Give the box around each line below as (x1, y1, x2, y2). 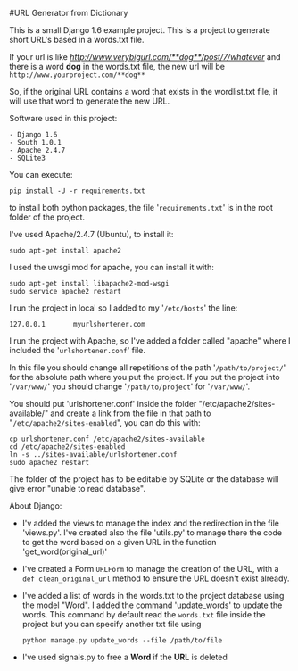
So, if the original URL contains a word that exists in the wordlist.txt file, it (9, 87, 278, 96)
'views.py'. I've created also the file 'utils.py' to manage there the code (21, 527, 283, 538)
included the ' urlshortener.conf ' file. (9, 345, 145, 355)
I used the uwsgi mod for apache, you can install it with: (9, 262, 214, 272)
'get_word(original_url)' (21, 546, 108, 557)
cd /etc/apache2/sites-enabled (9, 443, 126, 451)
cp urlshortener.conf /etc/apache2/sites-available (9, 435, 205, 443)
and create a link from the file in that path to (50, 408, 211, 418)
